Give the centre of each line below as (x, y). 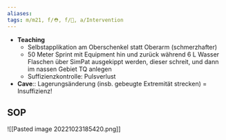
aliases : (20, 13)
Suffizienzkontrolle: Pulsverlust (72, 76)
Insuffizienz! (35, 91)
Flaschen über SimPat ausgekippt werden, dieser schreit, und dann (123, 61)
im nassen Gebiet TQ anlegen (69, 69)
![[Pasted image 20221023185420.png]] (64, 129)
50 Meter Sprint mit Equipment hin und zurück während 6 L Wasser (123, 54)
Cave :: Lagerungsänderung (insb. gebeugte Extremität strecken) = (112, 83)
